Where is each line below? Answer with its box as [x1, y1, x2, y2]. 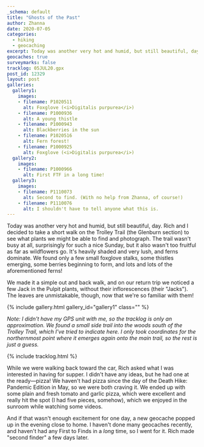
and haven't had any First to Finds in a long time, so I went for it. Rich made [7, 428, 194, 435]
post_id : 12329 [7, 71, 45, 77]
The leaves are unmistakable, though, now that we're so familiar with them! [7, 292, 194, 299]
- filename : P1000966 [18, 166, 72, 172]
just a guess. [7, 341, 39, 348]
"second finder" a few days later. [7, 434, 90, 442]
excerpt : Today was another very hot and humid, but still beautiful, [7, 48, 189, 54]
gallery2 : [12, 155, 37, 161]
